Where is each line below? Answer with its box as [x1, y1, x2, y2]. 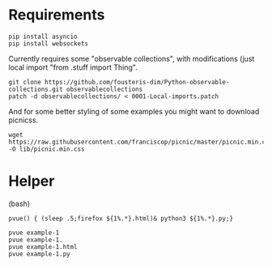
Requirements [8, 6, 105, 24]
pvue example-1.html [8, 242, 79, 251]
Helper [8, 172, 55, 191]
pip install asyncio [8, 32, 79, 41]
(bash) [8, 199, 31, 208]
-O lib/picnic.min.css [8, 144, 85, 153]
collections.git [8, 85, 63, 93]
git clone [8, 78, 42, 86]
